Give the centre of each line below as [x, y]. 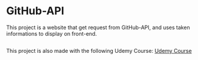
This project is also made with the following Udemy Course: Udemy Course [99, 51]
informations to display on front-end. [52, 33]
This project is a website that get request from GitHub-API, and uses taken [98, 27]
